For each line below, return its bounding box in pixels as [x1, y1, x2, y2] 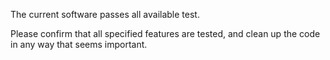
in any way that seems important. [10, 39, 148, 50]
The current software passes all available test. [10, 9, 200, 20]
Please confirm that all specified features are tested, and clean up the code [10, 28, 321, 39]
